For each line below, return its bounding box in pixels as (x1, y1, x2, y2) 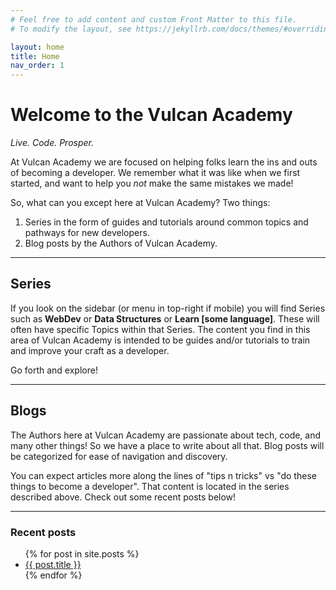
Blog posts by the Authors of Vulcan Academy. (24, 237, 218, 250)
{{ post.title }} (24, 558, 82, 570)
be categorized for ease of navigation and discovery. (10, 450, 228, 462)
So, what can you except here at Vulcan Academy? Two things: (10, 197, 271, 209)
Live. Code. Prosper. (10, 137, 94, 149)
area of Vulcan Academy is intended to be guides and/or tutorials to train (10, 334, 311, 346)
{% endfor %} (24, 569, 83, 581)
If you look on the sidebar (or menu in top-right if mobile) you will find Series (10, 302, 326, 314)
